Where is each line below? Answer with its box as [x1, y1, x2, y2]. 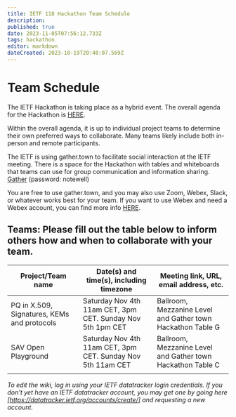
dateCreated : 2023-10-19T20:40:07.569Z [7, 50, 124, 57]
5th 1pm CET [82, 322, 127, 332]
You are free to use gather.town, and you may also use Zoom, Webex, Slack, [7, 188, 228, 197]
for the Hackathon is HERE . [7, 110, 86, 119]
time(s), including [86, 275, 147, 285]
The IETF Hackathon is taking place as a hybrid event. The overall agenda [7, 102, 221, 111]
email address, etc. [158, 279, 223, 289]
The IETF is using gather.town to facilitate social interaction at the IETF [7, 152, 211, 161]
